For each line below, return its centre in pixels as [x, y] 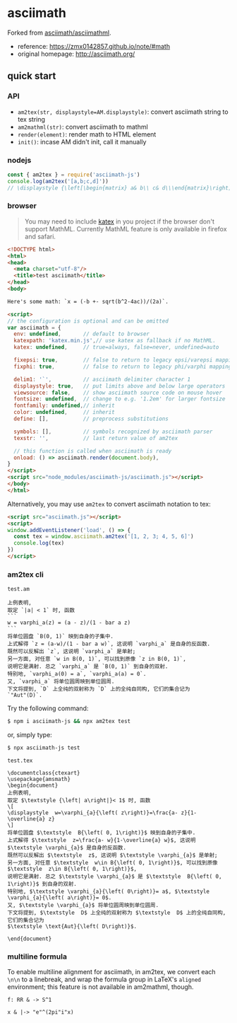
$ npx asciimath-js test [44, 748]
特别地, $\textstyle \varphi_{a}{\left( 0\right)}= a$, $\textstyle [109, 892]
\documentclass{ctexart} [44, 773]
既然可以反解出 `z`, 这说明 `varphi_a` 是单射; [72, 652]
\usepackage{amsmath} [39, 780]
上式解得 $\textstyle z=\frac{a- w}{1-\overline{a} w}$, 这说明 [102, 840]
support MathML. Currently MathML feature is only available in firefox [126, 229]
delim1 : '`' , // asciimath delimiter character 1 [102, 379]
